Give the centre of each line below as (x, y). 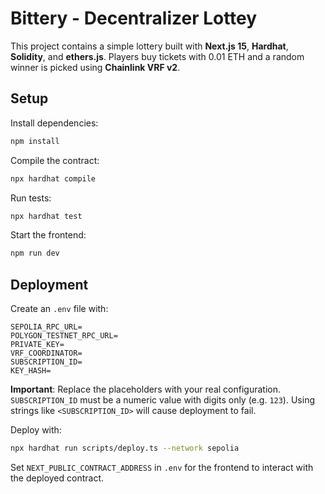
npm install (35, 141)
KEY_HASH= (31, 371)
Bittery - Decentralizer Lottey (134, 18)
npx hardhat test (46, 216)
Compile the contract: (55, 160)
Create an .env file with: (59, 309)
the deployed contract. (57, 478)
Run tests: (31, 198)
